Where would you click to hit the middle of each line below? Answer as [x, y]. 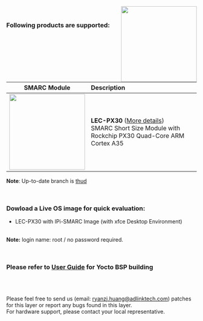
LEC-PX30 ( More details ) [127, 121]
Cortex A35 [107, 143]
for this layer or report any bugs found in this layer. [69, 305]
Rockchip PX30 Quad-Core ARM [138, 136]
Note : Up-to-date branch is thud [47, 181]
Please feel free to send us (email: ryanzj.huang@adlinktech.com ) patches [99, 299]
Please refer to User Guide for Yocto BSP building [80, 267]
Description [108, 88]
